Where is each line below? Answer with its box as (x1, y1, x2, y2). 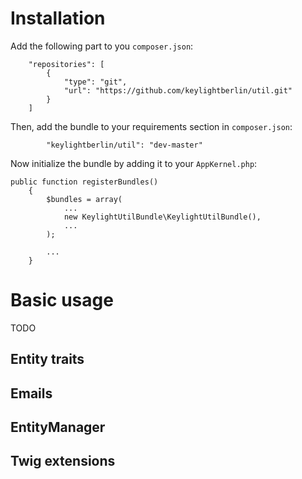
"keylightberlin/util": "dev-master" (46, 140, 203, 150)
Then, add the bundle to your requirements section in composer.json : (10, 120, 293, 132)
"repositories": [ (28, 59, 105, 69)
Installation (10, 7, 106, 30)
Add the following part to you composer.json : (10, 40, 194, 52)
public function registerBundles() (10, 177, 159, 187)
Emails (10, 385, 53, 402)
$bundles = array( (46, 194, 123, 204)
